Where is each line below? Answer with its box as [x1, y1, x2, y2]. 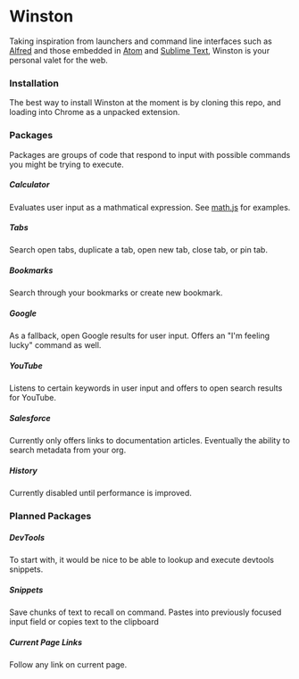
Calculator [9, 179, 50, 190]
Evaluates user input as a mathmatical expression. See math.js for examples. [9, 202, 291, 212]
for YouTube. [9, 393, 56, 403]
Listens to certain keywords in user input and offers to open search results [9, 383, 283, 393]
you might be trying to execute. [9, 159, 125, 170]
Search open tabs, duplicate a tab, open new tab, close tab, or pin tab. [9, 244, 268, 255]
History [9, 465, 38, 476]
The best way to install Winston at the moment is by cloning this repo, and [9, 97, 281, 108]
